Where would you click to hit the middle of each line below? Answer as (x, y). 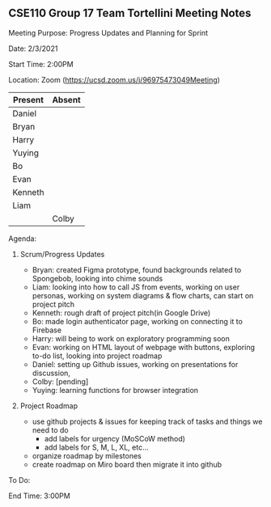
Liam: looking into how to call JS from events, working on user (136, 287)
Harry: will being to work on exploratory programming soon (131, 338)
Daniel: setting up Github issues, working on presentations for (135, 364)
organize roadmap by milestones (87, 455)
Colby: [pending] (60, 381)
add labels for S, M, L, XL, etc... (97, 447)
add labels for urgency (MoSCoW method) (115, 438)
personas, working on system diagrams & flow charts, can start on (143, 295)
